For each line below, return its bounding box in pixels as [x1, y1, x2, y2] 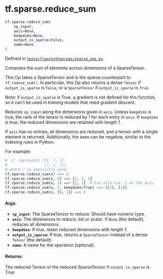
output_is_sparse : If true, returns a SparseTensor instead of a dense [12, 232, 148, 238]
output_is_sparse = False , [14, 38, 64, 42]
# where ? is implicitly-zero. [5, 167, 69, 172]
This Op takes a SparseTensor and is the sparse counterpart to [5, 75, 131, 80]
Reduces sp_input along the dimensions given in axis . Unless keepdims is [5, 109, 152, 115]
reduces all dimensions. [12, 221, 60, 227]
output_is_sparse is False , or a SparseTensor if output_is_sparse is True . [5, 85, 150, 91]
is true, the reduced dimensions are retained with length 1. [5, 120, 122, 125]
